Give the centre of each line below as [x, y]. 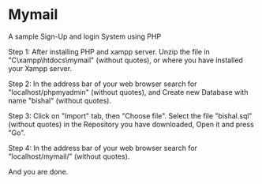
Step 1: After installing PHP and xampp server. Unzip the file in [109, 51]
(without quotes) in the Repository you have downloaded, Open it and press [131, 124]
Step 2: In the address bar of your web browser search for [103, 84]
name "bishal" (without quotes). [60, 100]
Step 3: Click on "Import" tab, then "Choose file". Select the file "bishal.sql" [130, 115]
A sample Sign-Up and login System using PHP [85, 36]
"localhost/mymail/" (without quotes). [69, 156]
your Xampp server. [40, 68]
